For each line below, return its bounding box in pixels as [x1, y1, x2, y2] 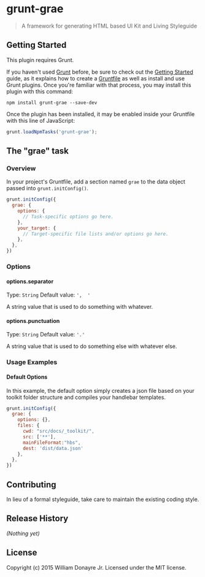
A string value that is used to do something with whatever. [6, 303, 153, 311]
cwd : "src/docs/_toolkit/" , [22, 428, 95, 435]
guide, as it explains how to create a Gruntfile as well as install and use [6, 74, 185, 82]
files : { [17, 422, 40, 428]
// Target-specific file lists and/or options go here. [22, 231, 169, 237]
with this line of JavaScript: [6, 117, 75, 124]
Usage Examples [6, 358, 58, 366]
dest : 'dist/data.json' [22, 445, 84, 451]
